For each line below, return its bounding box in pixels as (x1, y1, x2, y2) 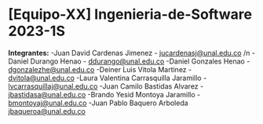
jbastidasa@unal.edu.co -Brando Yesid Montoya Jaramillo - (8, 89, 201, 99)
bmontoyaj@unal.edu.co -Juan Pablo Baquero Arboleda (8, 98, 188, 108)
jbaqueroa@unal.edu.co (8, 106, 86, 115)
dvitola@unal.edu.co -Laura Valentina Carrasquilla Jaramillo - (8, 73, 207, 82)
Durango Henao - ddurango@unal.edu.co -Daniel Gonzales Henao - (30, 57, 250, 66)
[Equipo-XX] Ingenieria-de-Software (8, 5, 253, 24)
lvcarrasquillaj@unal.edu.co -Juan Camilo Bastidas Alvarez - (8, 81, 204, 91)
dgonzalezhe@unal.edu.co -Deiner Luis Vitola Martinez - (8, 64, 192, 74)
